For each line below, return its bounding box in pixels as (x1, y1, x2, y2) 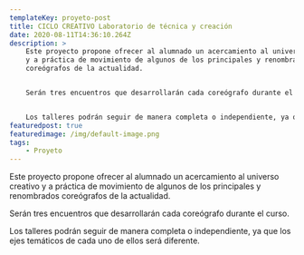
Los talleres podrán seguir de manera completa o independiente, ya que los (9, 226, 291, 237)
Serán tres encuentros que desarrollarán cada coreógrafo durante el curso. (9, 208, 290, 219)
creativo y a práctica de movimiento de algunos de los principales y (9, 181, 261, 191)
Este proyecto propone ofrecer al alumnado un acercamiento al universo (9, 172, 280, 182)
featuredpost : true (9, 121, 83, 130)
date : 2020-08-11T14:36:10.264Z (9, 30, 131, 39)
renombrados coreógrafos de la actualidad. (9, 191, 171, 201)
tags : (9, 138, 30, 147)
